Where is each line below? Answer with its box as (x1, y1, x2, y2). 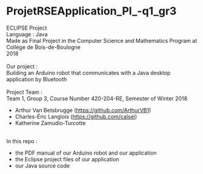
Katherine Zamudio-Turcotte (15, 119, 86, 126)
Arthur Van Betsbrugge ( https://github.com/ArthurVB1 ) (15, 106, 151, 114)
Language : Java (6, 30, 48, 37)
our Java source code (15, 162, 70, 169)
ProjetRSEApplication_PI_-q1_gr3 (6, 4, 177, 18)
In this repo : (6, 137, 38, 144)
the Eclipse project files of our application (15, 155, 119, 163)
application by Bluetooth (6, 76, 67, 83)
